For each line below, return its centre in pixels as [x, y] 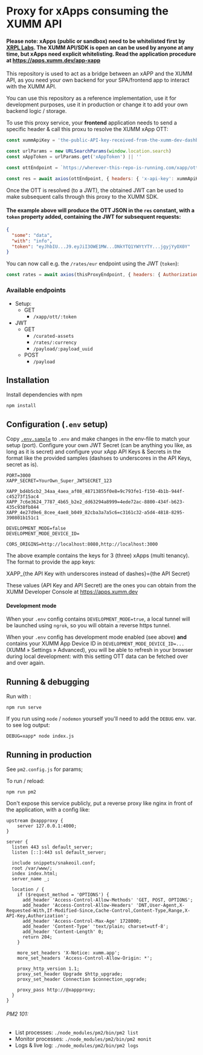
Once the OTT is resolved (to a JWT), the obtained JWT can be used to [95, 190]
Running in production [49, 754]
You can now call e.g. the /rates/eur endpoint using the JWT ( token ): [93, 263]
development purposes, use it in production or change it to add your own [97, 105]
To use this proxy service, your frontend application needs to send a [92, 123]
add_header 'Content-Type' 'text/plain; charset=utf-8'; [95, 926]
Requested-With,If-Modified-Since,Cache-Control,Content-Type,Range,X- [98, 911]
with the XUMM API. [31, 86]
